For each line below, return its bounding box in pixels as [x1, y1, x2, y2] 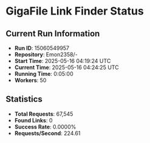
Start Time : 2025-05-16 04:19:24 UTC [14, 58, 111, 64]
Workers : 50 [14, 77, 47, 84]
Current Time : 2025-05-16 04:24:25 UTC [14, 64, 119, 71]
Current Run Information [5, 28, 100, 39]
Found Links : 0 [14, 116, 53, 124]
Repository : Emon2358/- [14, 51, 78, 58]
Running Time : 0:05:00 [14, 70, 73, 77]
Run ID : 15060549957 [14, 44, 70, 52]
